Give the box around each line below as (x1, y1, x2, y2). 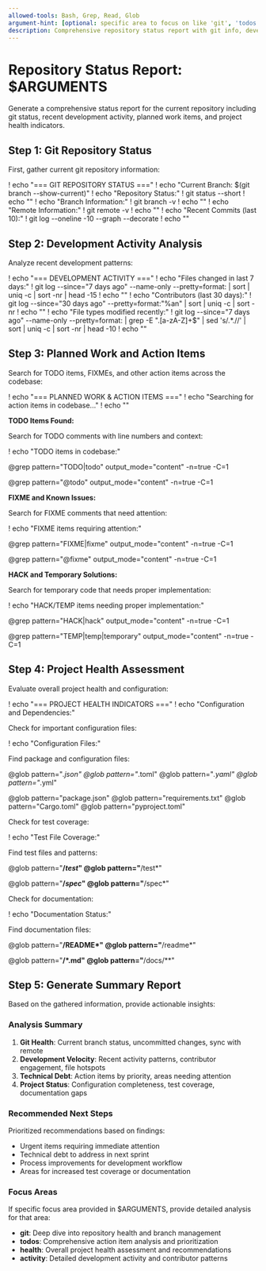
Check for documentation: (8, 894, 93, 903)
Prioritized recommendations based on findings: (8, 1126, 165, 1135)
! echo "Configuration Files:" (8, 738, 101, 748)
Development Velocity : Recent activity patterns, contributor (19, 1054, 216, 1064)
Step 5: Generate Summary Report (8, 978, 181, 991)
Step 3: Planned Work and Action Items (8, 347, 206, 361)
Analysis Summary (8, 1019, 83, 1030)
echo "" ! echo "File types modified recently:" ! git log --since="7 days (21, 307, 251, 316)
